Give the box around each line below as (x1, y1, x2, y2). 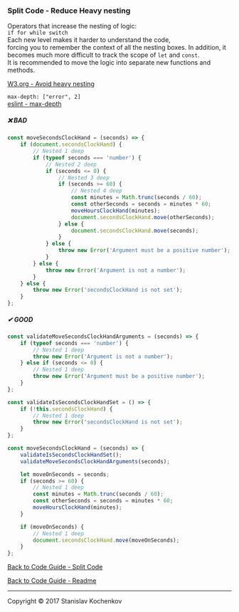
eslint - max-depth (7, 100, 62, 108)
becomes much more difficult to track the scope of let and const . (7, 51, 200, 59)
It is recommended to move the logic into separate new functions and (7, 58, 211, 67)
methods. (7, 66, 36, 75)
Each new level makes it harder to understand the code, (7, 36, 171, 44)
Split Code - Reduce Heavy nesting (7, 6, 131, 16)
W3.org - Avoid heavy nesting (7, 80, 95, 88)
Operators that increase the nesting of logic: (7, 22, 137, 31)
